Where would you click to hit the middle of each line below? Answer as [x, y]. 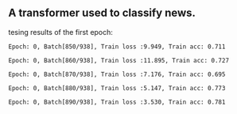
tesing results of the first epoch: [61, 32]
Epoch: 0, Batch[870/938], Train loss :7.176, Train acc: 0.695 [117, 74]
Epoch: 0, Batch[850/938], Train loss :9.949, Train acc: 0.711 [117, 47]
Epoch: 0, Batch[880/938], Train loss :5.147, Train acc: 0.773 [117, 88]
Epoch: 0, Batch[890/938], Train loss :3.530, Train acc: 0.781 [117, 102]
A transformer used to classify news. [102, 13]
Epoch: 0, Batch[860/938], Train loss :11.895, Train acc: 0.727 [118, 60]
